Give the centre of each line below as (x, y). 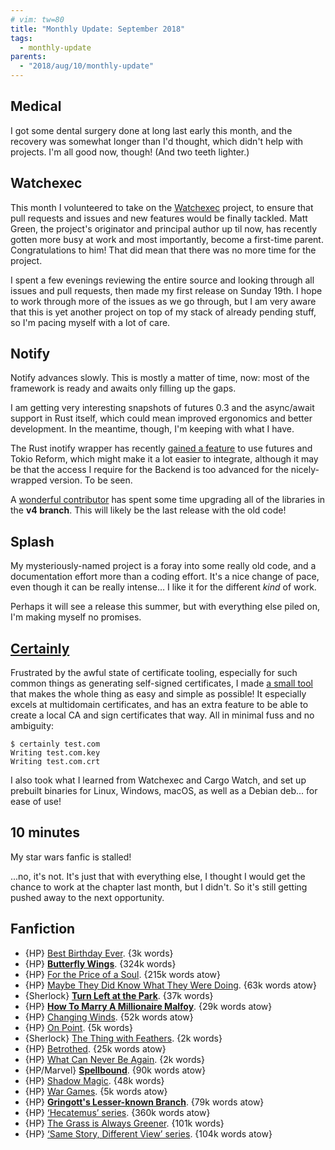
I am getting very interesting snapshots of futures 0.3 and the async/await (162, 408)
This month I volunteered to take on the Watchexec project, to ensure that (162, 207)
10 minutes (45, 832)
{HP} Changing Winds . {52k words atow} (109, 1017)
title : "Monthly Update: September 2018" (98, 29)
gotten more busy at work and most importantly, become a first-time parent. (167, 239)
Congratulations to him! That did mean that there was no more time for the (163, 250)
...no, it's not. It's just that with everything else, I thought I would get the (158, 876)
